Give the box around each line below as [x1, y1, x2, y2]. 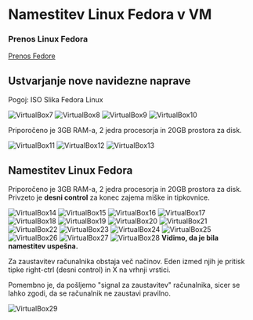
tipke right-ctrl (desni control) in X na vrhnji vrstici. [8, 265, 171, 274]
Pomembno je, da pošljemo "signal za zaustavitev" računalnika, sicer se [8, 281, 240, 290]
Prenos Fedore [8, 51, 56, 61]
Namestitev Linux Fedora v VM [8, 6, 212, 24]
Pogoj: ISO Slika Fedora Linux [8, 95, 103, 105]
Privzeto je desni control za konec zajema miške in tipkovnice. [8, 193, 210, 202]
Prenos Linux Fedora [8, 34, 89, 45]
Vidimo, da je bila [161, 234, 219, 243]
